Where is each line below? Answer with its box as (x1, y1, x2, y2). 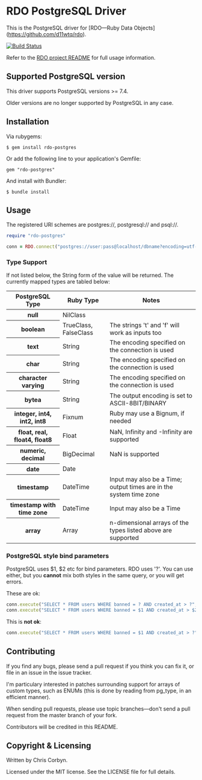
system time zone (109, 490, 160, 498)
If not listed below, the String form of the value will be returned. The (6, 271, 174, 279)
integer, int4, (14, 410, 52, 418)
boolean (20, 325, 45, 333)
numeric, (20, 446, 46, 455)
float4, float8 (14, 436, 52, 444)
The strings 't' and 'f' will (109, 321, 180, 329)
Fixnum (62, 413, 84, 422)
